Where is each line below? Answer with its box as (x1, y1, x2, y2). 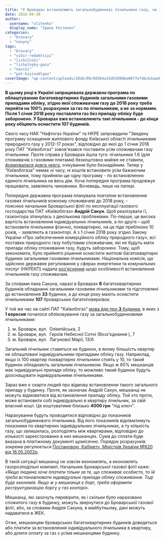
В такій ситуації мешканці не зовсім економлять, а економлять (5, 458, 138, 464)
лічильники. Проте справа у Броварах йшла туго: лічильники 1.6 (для (5, 151, 151, 157)
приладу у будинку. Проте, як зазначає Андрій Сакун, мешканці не (5, 387, 146, 393)
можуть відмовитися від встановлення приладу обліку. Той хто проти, (5, 392, 153, 398)
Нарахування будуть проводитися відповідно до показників (5, 412, 131, 418)
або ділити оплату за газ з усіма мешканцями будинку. (5, 530, 121, 536)
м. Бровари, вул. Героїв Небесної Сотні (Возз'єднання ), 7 (12, 331, 135, 337)
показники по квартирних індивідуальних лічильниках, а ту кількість (5, 423, 150, 429)
